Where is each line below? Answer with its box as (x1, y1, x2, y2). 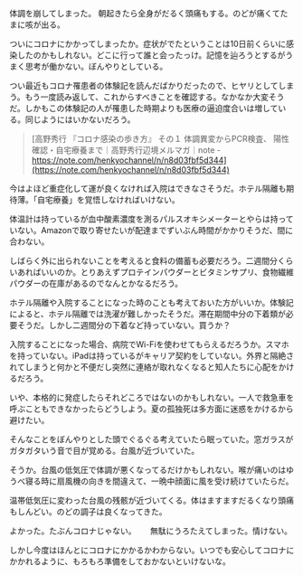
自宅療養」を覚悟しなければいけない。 (36, 194, 180, 205)
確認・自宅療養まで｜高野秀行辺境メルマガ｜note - (31, 145, 222, 156)
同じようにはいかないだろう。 (24, 114, 136, 125)
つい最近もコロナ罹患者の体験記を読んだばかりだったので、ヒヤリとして (9, 80, 279, 90)
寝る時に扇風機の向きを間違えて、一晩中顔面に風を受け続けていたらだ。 (24, 476, 294, 486)
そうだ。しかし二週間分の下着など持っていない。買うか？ (16, 320, 231, 330)
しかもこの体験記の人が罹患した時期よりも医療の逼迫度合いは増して (24, 103, 279, 113)
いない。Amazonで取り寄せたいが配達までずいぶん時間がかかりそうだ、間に (9, 225, 294, 235)
